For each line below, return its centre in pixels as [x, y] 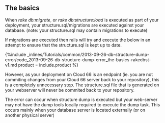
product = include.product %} [48, 65]
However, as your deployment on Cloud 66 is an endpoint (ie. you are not [79, 74]
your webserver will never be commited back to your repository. [70, 90]
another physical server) [30, 115]
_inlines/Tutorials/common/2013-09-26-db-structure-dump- [88, 54]
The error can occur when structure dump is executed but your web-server [81, 99]
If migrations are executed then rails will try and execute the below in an [78, 40]
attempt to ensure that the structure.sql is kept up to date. [63, 45]
